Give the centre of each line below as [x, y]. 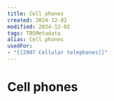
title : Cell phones [36, 14]
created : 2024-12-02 [37, 20]
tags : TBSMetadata [34, 33]
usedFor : [20, 46]
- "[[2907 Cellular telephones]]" [58, 53]
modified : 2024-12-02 [39, 26]
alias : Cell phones [36, 40]
